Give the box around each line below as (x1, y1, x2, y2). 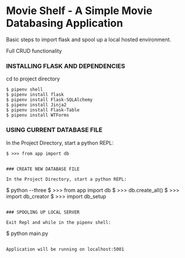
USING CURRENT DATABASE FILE (6, 126, 102, 134)
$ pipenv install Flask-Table (6, 107, 80, 113)
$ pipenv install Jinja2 (6, 102, 67, 108)
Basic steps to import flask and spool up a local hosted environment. (6, 36, 172, 43)
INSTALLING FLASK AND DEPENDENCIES (6, 62, 125, 70)
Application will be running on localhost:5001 (6, 246, 125, 252)
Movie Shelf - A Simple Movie (6, 4, 153, 18)
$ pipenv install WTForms (6, 113, 69, 118)
